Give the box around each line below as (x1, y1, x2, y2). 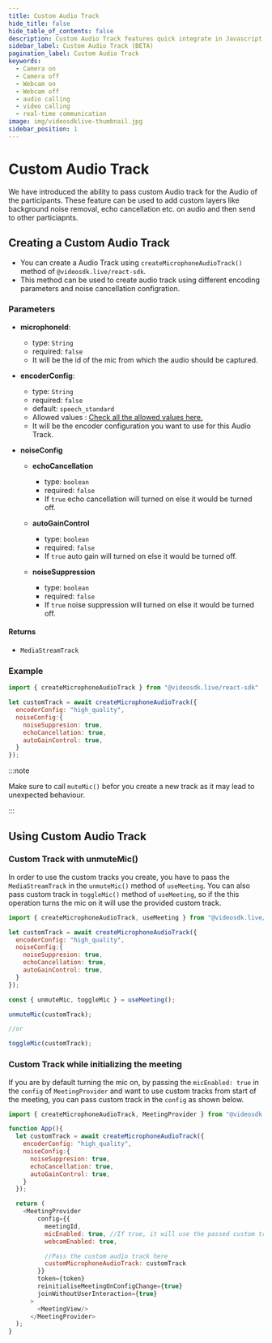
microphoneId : (19, 322, 71, 332)
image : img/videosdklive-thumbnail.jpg (8, 118, 143, 126)
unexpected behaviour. (8, 790, 85, 800)
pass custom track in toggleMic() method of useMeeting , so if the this (8, 889, 240, 899)
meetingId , (44, 1222, 82, 1230)
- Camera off (15, 72, 60, 80)
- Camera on (15, 65, 57, 73)
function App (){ (8, 1125, 63, 1133)
